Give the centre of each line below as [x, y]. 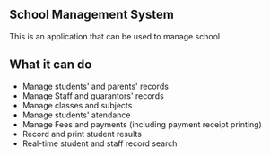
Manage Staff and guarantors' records [93, 95]
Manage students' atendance [76, 115]
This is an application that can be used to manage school [115, 36]
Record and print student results [82, 134]
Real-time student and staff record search [100, 143]
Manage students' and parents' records [95, 86]
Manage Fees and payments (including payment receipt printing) [142, 124]
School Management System [92, 15]
